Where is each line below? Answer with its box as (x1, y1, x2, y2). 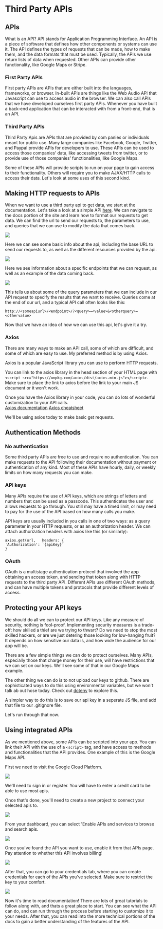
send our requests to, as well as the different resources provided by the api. (5, 247, 157, 253)
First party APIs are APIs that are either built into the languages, (5, 85, 133, 91)
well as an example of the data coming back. (5, 270, 95, 277)
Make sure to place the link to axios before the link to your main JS (5, 380, 139, 386)
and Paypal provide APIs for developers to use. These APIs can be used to (5, 145, 154, 151)
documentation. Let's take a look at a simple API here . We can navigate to (5, 207, 153, 213)
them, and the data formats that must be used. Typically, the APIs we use (5, 51, 152, 57)
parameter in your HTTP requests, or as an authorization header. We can (5, 523, 151, 529)
